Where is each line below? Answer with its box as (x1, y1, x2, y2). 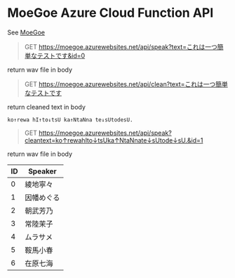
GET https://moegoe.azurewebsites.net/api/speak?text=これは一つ (24, 42, 217, 51)
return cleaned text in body (7, 102, 86, 111)
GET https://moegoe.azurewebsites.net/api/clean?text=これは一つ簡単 (24, 79, 228, 88)
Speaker (27, 166, 58, 176)
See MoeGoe (7, 28, 46, 37)
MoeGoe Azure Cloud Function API (7, 5, 214, 21)
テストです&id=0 (36, 51, 86, 60)
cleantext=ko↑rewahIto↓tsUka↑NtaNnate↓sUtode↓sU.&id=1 (24, 135, 203, 145)
